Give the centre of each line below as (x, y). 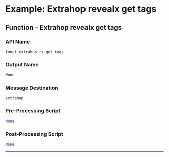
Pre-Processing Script (33, 111)
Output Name (22, 64)
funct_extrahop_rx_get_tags (35, 52)
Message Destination (32, 88)
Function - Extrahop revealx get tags (64, 27)
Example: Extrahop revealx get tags (81, 9)
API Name (18, 42)
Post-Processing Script (34, 134)
